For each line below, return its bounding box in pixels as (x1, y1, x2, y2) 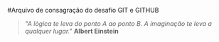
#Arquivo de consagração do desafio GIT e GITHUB (7, 6, 159, 14)
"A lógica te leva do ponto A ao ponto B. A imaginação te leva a (24, 20, 212, 27)
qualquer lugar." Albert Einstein (24, 27, 119, 35)
